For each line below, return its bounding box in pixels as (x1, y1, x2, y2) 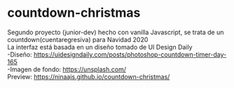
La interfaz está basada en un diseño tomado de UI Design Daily (7, 43, 193, 51)
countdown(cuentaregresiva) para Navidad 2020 (7, 35, 149, 43)
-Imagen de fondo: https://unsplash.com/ (7, 65, 127, 73)
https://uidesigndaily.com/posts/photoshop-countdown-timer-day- (34, 50, 227, 59)
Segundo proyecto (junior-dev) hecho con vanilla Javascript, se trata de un (7, 28, 224, 36)
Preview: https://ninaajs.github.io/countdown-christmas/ (7, 72, 170, 81)
